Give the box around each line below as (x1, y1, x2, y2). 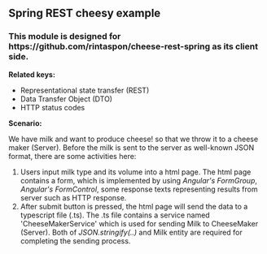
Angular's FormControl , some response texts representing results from (20, 184, 258, 194)
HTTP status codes (20, 102, 85, 112)
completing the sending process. (20, 235, 131, 246)
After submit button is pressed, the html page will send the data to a (20, 201, 248, 211)
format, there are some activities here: (8, 151, 137, 161)
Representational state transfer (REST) (20, 85, 150, 95)
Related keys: (8, 69, 55, 80)
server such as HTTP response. (20, 192, 127, 202)
